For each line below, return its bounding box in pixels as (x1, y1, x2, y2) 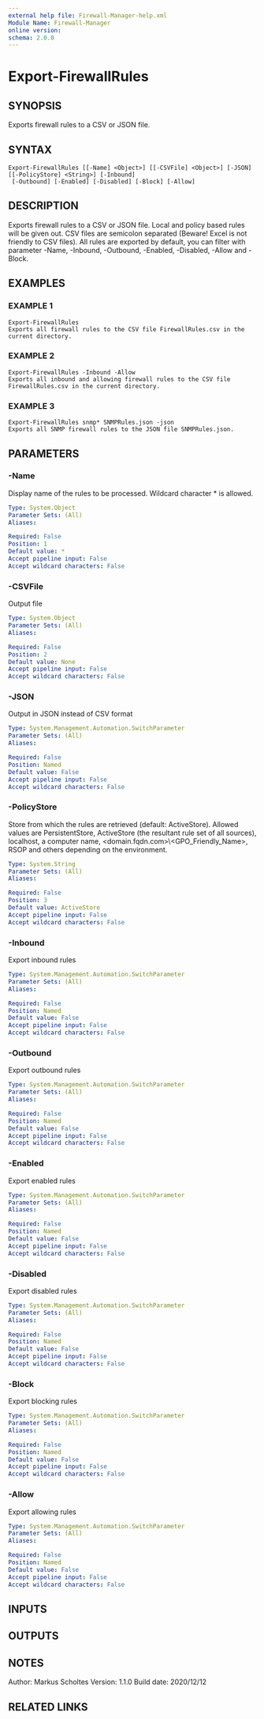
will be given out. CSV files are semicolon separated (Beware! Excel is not (8, 229, 247, 238)
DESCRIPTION (8, 199, 79, 213)
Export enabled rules (8, 1176, 76, 1185)
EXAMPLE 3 (8, 400, 55, 411)
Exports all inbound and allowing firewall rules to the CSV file (8, 375, 231, 383)
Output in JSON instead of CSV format (8, 709, 133, 719)
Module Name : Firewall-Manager (8, 19, 111, 27)
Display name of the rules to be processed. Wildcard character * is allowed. (8, 488, 254, 498)
